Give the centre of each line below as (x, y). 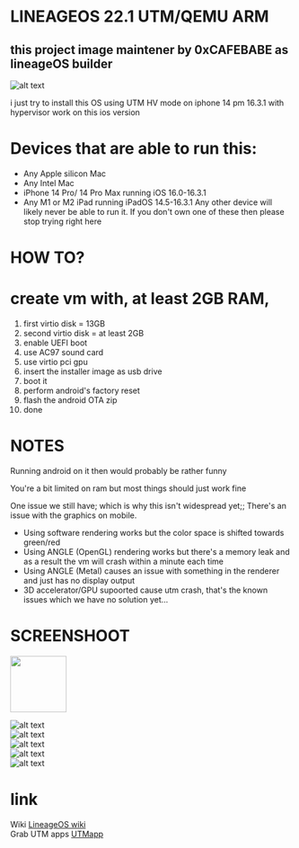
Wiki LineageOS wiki (48, 824)
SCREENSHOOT (70, 636)
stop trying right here (62, 221)
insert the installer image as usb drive (92, 371)
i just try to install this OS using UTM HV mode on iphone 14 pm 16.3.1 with (147, 103)
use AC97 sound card (63, 353)
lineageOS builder (62, 63)
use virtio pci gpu (55, 362)
